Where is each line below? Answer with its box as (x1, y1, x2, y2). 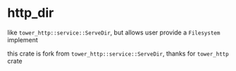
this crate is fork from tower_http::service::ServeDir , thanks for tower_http (7, 49, 229, 58)
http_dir (7, 5, 54, 21)
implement (7, 35, 39, 44)
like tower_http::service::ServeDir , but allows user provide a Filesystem (7, 28, 221, 37)
